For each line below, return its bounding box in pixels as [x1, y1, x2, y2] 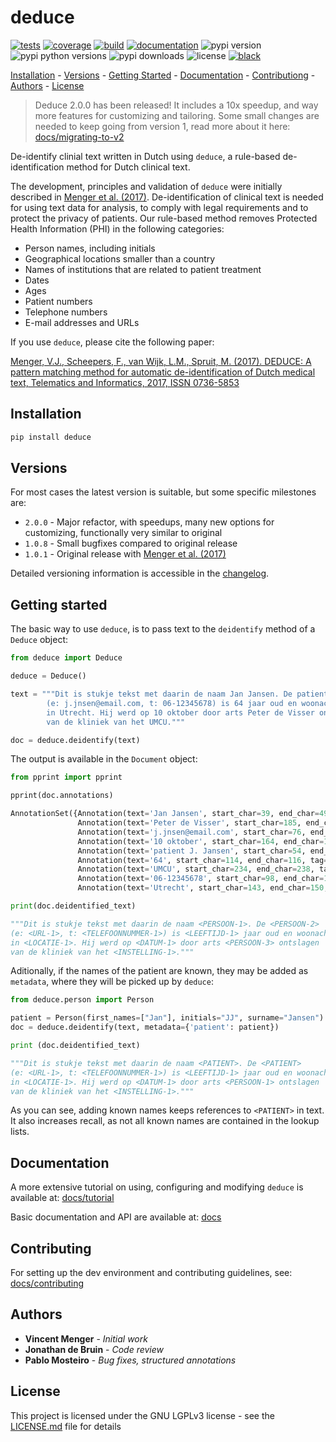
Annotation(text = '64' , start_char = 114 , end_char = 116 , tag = [77, 855, 329, 865]
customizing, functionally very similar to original [24, 527, 223, 539]
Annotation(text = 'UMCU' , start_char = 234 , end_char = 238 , [77, 864, 315, 875]
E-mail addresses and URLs [24, 316, 140, 328]
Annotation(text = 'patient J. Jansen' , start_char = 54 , [77, 846, 307, 856]
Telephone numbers [24, 306, 108, 318]
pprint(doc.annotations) [10, 791, 114, 801]
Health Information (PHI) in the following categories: [10, 222, 225, 235]
